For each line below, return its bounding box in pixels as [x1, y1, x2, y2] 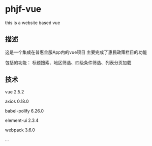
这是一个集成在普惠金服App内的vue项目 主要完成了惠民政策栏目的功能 [5, 49, 148, 55]
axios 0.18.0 [5, 98, 29, 104]
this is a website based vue [5, 20, 61, 26]
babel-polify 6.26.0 [5, 108, 44, 114]
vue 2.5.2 [5, 88, 25, 94]
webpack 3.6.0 [5, 127, 35, 133]
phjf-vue [5, 3, 42, 15]
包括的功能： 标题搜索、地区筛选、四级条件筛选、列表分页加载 [5, 59, 131, 65]
